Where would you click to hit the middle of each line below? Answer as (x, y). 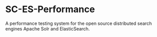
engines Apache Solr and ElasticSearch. (47, 28)
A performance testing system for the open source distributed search (79, 23)
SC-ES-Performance (50, 9)
